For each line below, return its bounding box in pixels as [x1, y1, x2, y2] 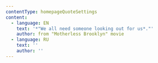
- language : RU [11, 37, 49, 43]
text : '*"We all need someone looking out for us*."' [16, 25, 154, 32]
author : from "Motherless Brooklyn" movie [16, 31, 124, 37]
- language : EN [11, 20, 49, 26]
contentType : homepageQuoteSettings [5, 8, 97, 15]
